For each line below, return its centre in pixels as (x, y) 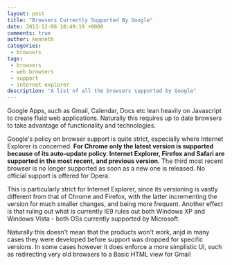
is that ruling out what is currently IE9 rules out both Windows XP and (106, 212)
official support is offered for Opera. (59, 176)
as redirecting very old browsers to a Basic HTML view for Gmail (99, 255)
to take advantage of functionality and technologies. (82, 126)
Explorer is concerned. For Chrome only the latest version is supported (110, 146)
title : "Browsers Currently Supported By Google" (80, 20)
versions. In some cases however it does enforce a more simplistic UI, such (115, 247)
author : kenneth (30, 40)
